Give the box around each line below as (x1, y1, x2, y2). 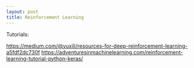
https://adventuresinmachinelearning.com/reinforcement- (41, 48, 183, 55)
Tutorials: (6, 30, 29, 38)
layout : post (6, 8, 39, 15)
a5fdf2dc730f (6, 48, 41, 55)
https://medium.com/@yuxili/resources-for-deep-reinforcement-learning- (6, 42, 188, 50)
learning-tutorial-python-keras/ (6, 55, 84, 62)
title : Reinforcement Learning (6, 14, 84, 20)
